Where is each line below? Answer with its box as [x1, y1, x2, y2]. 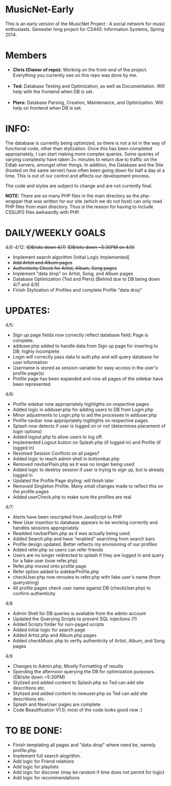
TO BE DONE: [5, 724, 62, 736]
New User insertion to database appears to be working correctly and [12, 519, 158, 525]
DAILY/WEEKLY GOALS [5, 227, 106, 239]
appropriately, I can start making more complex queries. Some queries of [5, 151, 160, 157]
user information [12, 359, 48, 365]
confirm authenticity [12, 590, 56, 596]
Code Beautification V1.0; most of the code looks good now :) [12, 706, 142, 713]
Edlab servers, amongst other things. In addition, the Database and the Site [5, 162, 164, 168]
